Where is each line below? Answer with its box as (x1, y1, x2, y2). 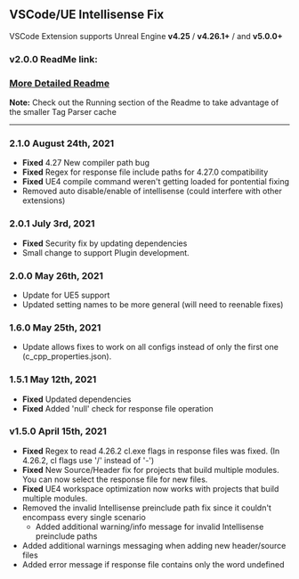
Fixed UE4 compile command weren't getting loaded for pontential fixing (21, 176, 290, 187)
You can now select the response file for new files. (21, 474, 208, 485)
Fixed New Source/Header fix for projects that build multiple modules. (21, 464, 279, 475)
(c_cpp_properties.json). (21, 351, 112, 362)
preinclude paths (35, 530, 98, 542)
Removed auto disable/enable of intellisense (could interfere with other (21, 186, 283, 197)
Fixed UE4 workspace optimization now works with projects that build (21, 483, 279, 493)
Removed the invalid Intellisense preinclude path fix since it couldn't (21, 502, 271, 513)
